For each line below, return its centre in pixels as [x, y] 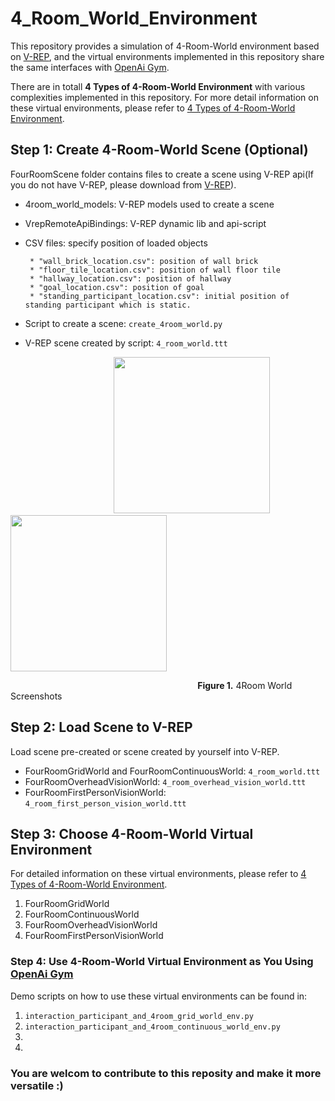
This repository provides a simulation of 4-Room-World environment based [165, 46]
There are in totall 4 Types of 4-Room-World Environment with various [158, 86]
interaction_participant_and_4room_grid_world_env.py [139, 1016]
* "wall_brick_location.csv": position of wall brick [144, 261]
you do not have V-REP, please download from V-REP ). [123, 184]
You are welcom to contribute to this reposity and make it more [166, 1073]
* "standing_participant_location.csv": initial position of [159, 296]
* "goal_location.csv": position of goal [117, 287]
